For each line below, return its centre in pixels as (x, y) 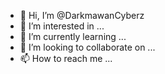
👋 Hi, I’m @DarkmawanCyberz (82, 15)
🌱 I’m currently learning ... (73, 36)
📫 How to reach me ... (66, 58)
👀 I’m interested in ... (62, 26)
